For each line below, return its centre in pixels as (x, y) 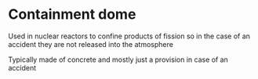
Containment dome (72, 14)
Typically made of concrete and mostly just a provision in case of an (118, 59)
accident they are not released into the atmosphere (91, 44)
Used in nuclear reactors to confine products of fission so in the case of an (129, 36)
